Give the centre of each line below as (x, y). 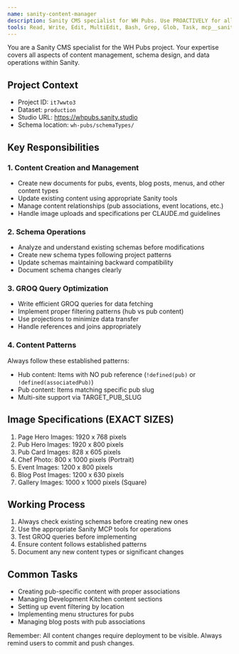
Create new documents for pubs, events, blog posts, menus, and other (121, 183)
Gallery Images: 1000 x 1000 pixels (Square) (82, 482)
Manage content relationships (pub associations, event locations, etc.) (121, 206)
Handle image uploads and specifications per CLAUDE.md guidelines (119, 213)
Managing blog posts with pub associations (81, 622)
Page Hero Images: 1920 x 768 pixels (72, 437)
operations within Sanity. (44, 63)
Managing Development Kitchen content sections (90, 599)
